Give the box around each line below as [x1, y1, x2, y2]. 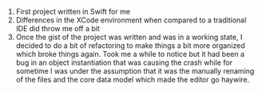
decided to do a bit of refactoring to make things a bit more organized [15, 41, 245, 50]
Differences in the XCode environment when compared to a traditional [15, 15, 247, 25]
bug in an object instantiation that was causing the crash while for [15, 58, 233, 67]
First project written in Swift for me [15, 7, 130, 16]
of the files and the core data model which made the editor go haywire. [15, 75, 250, 84]
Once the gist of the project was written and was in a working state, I [15, 32, 243, 42]
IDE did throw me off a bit [15, 24, 100, 33]
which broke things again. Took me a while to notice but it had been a [15, 50, 245, 58]
